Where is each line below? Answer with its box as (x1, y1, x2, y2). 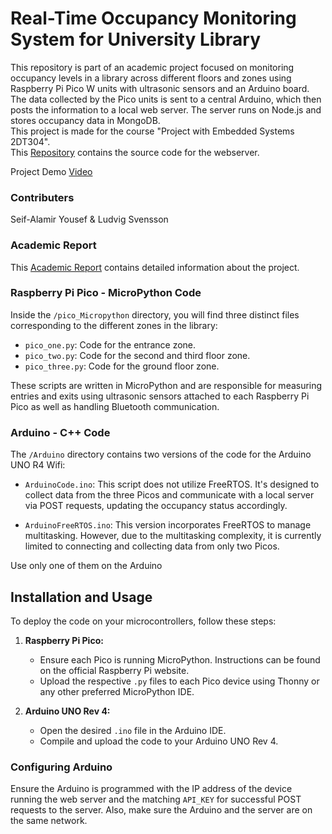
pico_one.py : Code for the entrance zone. (24, 338, 197, 351)
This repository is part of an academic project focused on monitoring (10, 61, 295, 73)
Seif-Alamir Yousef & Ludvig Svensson (10, 213, 169, 226)
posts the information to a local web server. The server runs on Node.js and (10, 103, 322, 116)
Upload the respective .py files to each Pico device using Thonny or (39, 675, 320, 687)
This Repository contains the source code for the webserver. (10, 146, 260, 158)
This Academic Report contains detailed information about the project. (10, 261, 300, 273)
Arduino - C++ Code (10, 425, 111, 439)
